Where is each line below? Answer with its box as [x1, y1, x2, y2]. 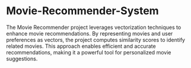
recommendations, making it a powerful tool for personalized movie [6, 48, 171, 56]
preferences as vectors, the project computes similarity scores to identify [6, 36, 186, 43]
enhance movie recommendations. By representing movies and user [6, 30, 173, 37]
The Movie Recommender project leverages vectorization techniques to [6, 24, 182, 31]
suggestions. [6, 55, 38, 62]
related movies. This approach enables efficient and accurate [6, 43, 156, 50]
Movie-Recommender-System [6, 4, 159, 18]
